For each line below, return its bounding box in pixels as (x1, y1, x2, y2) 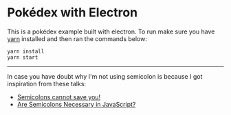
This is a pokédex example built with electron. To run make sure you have (7, 27, 215, 36)
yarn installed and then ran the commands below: (7, 34, 148, 42)
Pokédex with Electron (7, 5, 138, 21)
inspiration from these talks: (7, 79, 87, 88)
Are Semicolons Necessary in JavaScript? (16, 100, 136, 108)
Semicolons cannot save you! (16, 92, 101, 101)
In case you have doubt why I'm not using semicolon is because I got (7, 72, 203, 80)
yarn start (7, 53, 38, 61)
